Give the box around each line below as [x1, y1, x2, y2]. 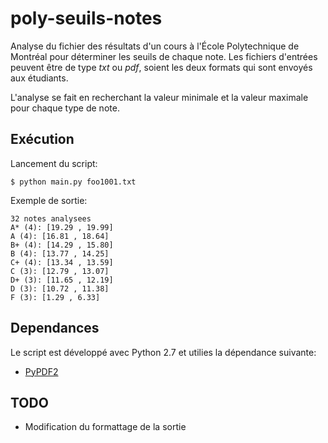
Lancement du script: [10, 157, 98, 169]
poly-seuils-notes [10, 7, 163, 30]
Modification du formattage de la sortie [24, 421, 187, 433]
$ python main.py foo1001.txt [10, 177, 137, 187]
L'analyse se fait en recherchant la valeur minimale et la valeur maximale [10, 91, 309, 103]
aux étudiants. [10, 72, 69, 84]
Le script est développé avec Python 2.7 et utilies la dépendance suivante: [10, 346, 317, 358]
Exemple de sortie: [10, 194, 88, 206]
